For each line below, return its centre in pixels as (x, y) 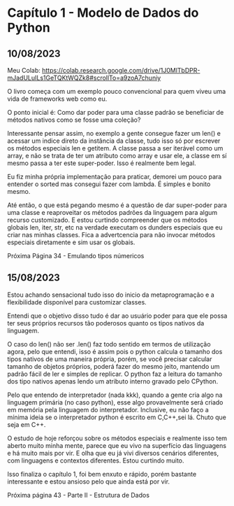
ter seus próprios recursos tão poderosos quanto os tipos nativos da (106, 323)
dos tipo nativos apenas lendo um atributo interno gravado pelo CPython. (113, 381)
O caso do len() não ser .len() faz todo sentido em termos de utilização (109, 344)
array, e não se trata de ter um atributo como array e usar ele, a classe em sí (117, 156)
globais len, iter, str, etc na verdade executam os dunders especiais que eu (115, 227)
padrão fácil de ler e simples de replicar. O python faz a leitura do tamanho (115, 374)
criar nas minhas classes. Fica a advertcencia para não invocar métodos (111, 235)
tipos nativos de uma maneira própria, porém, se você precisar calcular (110, 359)
